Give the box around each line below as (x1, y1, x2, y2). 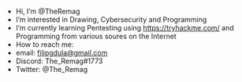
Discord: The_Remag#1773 (15, 56, 103, 66)
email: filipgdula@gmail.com (15, 48, 108, 57)
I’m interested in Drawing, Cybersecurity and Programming (15, 15, 207, 24)
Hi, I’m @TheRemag (15, 7, 80, 16)
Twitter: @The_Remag (15, 65, 88, 73)
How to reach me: (15, 40, 74, 49)
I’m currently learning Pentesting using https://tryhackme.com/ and (15, 23, 234, 32)
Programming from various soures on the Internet (15, 31, 177, 41)
